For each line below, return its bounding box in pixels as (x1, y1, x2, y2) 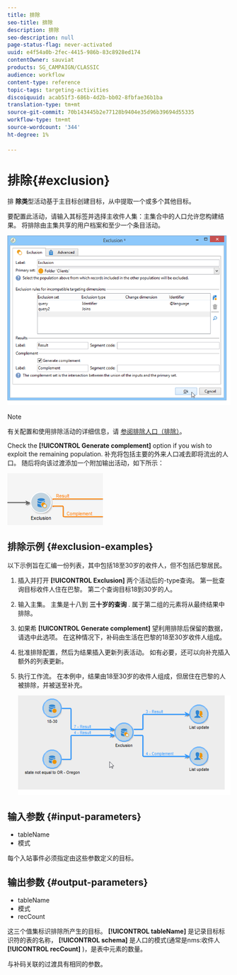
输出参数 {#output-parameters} (7, 876, 149, 888)
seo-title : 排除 (7, 18, 53, 26)
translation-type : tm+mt (7, 101, 81, 109)
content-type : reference (7, 79, 81, 86)
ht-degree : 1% (7, 131, 50, 138)
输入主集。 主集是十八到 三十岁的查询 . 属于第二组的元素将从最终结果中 (17, 600, 225, 608)
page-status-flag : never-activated (7, 41, 112, 49)
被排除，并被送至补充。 (17, 681, 86, 689)
